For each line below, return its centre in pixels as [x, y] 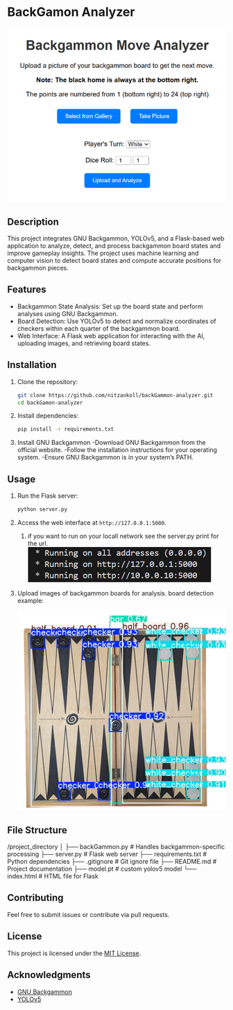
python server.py [42, 510]
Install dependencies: [48, 416]
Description [33, 221]
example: [30, 601]
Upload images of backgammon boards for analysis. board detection [115, 593]
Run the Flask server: [48, 496]
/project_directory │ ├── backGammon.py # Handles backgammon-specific [116, 847]
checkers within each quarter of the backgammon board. [98, 328]
